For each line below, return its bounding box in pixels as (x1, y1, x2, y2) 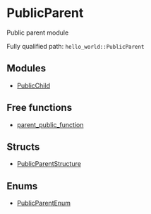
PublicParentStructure (16, 160, 82, 168)
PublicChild (16, 81, 51, 90)
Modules (6, 62, 47, 75)
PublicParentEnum (16, 199, 71, 208)
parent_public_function (16, 120, 84, 129)
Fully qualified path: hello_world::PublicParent (6, 42, 145, 50)
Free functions (6, 102, 72, 114)
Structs (6, 141, 40, 153)
